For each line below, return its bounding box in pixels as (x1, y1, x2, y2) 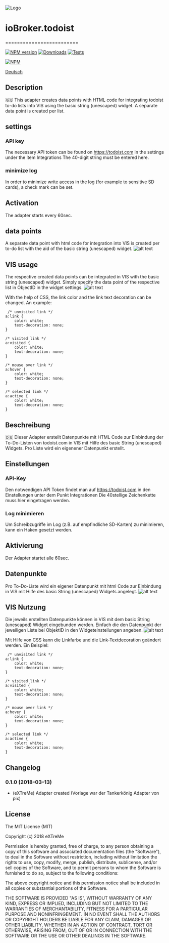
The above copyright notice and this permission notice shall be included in (5, 880, 160, 886)
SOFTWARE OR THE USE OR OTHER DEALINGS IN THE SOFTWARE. (5, 932, 147, 938)
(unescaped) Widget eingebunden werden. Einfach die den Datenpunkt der (5, 622, 161, 628)
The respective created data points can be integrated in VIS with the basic (5, 274, 159, 280)
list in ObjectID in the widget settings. (5, 284, 83, 291)
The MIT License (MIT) (5, 823, 53, 830)
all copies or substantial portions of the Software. (5, 885, 107, 891)
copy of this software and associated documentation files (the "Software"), (5, 848, 161, 854)
